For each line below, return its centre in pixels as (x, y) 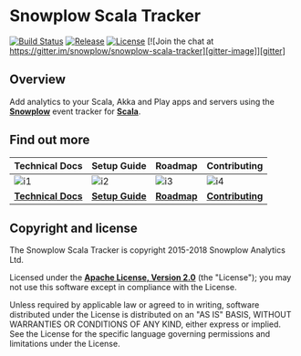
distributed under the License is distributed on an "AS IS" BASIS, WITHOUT (150, 315)
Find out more (50, 140)
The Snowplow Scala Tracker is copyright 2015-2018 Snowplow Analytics (147, 250)
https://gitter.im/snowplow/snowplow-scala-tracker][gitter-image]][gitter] (147, 50)
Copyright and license (74, 228)
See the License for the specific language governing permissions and (140, 334)
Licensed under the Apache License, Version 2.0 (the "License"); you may (150, 277)
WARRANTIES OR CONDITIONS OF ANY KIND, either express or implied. (145, 324)
